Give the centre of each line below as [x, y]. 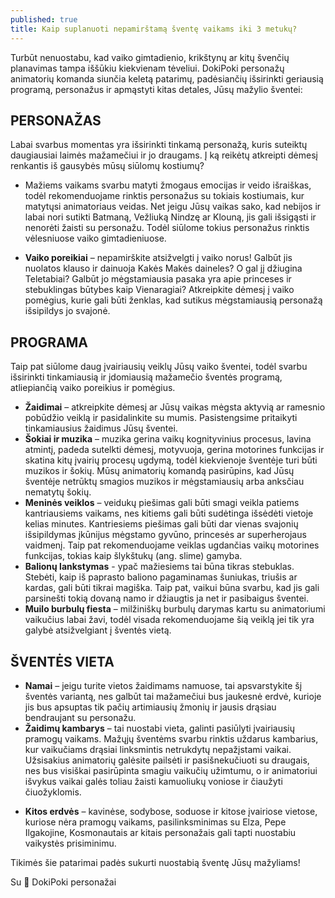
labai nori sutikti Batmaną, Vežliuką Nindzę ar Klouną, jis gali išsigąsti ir [170, 217]
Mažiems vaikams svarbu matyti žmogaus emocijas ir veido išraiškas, [168, 185]
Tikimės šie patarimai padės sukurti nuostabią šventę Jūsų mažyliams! [155, 862]
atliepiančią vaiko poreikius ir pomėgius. [93, 388]
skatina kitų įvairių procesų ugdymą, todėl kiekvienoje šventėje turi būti [171, 460]
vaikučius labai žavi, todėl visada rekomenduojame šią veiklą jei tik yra [169, 620]
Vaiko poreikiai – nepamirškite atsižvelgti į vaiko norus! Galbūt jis [158, 258]
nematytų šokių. [58, 492]
